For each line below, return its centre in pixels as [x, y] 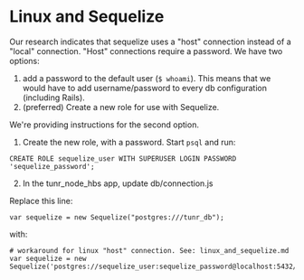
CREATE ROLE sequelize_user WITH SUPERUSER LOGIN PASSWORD [123, 159]
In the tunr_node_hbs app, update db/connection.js [118, 183]
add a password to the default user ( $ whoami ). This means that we [147, 78]
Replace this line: [41, 201]
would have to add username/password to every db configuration [145, 88]
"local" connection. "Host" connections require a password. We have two [146, 51]
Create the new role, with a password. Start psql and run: [129, 142]
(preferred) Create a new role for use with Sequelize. [121, 107]
